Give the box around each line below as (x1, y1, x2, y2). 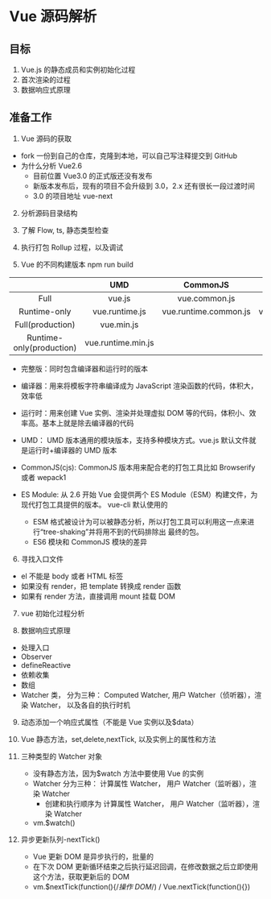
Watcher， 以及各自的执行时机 (30, 700, 131, 710)
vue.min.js (100, 319, 139, 330)
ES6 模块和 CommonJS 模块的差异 (32, 536, 148, 546)
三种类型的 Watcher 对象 (20, 751, 103, 761)
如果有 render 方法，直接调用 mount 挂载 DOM (20, 591, 176, 601)
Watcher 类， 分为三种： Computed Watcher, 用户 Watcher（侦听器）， (20, 690, 255, 699)
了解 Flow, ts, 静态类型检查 (20, 225, 109, 234)
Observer (20, 652, 53, 661)
